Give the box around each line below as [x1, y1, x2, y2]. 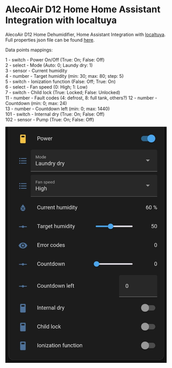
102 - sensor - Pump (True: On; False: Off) [5, 116, 95, 122]
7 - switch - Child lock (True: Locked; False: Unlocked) [5, 89, 120, 95]
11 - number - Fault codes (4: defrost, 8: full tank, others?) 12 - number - [5, 95, 158, 101]
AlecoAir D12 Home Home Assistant [5, 4, 161, 15]
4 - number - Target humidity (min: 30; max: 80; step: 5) [5, 73, 124, 79]
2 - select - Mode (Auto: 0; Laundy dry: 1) [5, 62, 93, 68]
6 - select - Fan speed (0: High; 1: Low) [5, 83, 88, 90]
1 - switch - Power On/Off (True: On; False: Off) [5, 56, 105, 62]
